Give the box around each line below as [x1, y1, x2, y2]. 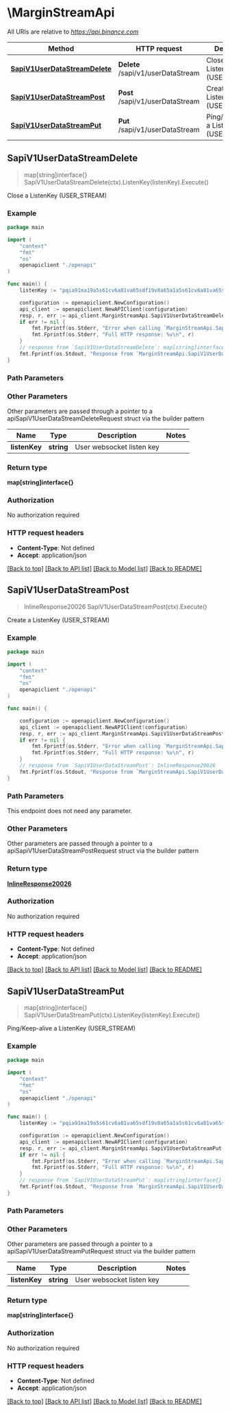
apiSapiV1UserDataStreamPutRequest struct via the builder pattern [7, 1247, 196, 1256]
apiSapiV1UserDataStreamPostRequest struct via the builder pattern [7, 847, 199, 855]
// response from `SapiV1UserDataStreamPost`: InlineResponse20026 [19, 762, 216, 769]
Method [47, 43, 74, 53]
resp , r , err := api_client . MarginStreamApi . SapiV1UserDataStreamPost [19, 730, 225, 737]
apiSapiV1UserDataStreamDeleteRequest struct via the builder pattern [7, 414, 205, 423]
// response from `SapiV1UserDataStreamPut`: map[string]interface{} [19, 1177, 222, 1184]
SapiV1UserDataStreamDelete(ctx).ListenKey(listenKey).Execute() [23, 178, 209, 186]
